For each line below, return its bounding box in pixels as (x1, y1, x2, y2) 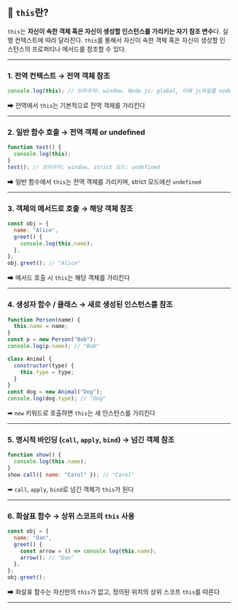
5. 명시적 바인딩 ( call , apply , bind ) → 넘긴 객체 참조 (7, 435, 175, 445)
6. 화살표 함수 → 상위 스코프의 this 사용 (7, 511, 135, 521)
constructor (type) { (13, 361, 74, 369)
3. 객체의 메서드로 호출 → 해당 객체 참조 (7, 203, 133, 213)
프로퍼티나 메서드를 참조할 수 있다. (31, 45, 127, 53)
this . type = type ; (20, 369, 74, 376)
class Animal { (7, 355, 52, 362)
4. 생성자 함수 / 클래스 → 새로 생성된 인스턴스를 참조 (7, 300, 174, 310)
